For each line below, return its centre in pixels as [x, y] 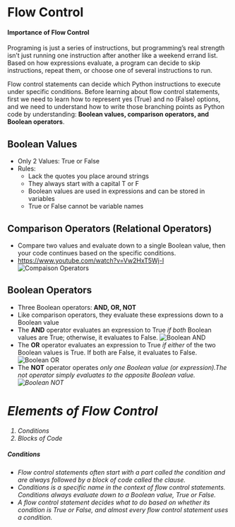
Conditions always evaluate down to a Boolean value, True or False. [117, 494]
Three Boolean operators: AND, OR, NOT [77, 307]
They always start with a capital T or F [84, 184]
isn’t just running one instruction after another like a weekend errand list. [113, 56]
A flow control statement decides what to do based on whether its [114, 502]
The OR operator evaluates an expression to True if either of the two [117, 344]
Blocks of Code [40, 438]
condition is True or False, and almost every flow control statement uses [123, 509]
